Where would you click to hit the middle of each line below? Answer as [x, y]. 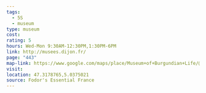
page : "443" [21, 58]
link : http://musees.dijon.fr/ [46, 52]
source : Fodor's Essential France [51, 80]
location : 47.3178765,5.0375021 [48, 75]
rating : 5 [19, 40]
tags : [13, 12]
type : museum [23, 29]
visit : [15, 69]
